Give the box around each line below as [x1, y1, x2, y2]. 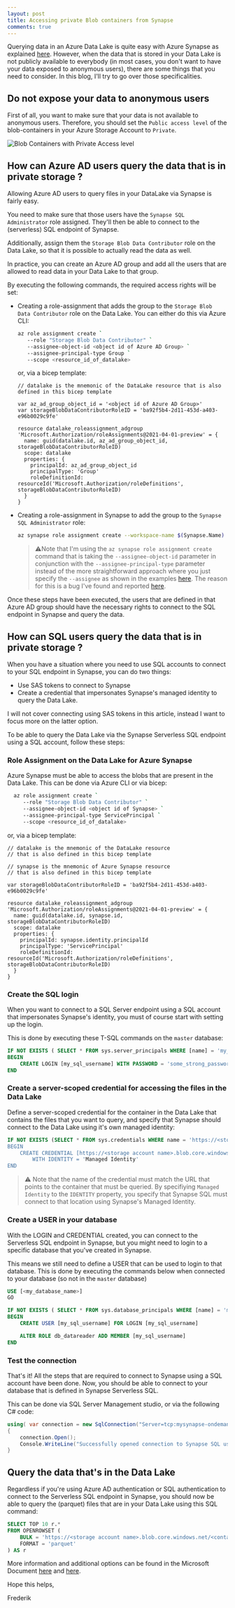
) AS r [7, 1546, 27, 1554]
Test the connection [7, 1355, 77, 1365]
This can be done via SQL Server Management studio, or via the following [7, 1399, 220, 1408]
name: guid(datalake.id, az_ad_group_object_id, [24, 438, 169, 445]
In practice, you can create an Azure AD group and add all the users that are [7, 260, 227, 268]
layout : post [7, 10, 45, 18]
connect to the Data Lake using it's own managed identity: [7, 1123, 175, 1131]
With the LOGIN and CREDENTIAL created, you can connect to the [7, 1231, 198, 1239]
